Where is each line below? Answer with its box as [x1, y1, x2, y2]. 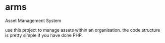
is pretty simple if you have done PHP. [5, 32, 83, 38]
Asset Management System [5, 18, 61, 23]
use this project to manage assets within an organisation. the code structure [5, 27, 161, 33]
